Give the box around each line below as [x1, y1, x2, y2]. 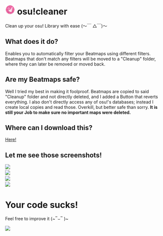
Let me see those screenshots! [5, 151, 102, 159]
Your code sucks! [5, 200, 78, 211]
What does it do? [5, 37, 58, 46]
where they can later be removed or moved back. [5, 61, 105, 67]
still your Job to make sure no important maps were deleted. [5, 109, 131, 115]
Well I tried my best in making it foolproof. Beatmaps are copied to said [5, 88, 149, 94]
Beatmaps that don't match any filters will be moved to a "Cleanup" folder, [5, 56, 156, 62]
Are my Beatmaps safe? [5, 75, 80, 84]
